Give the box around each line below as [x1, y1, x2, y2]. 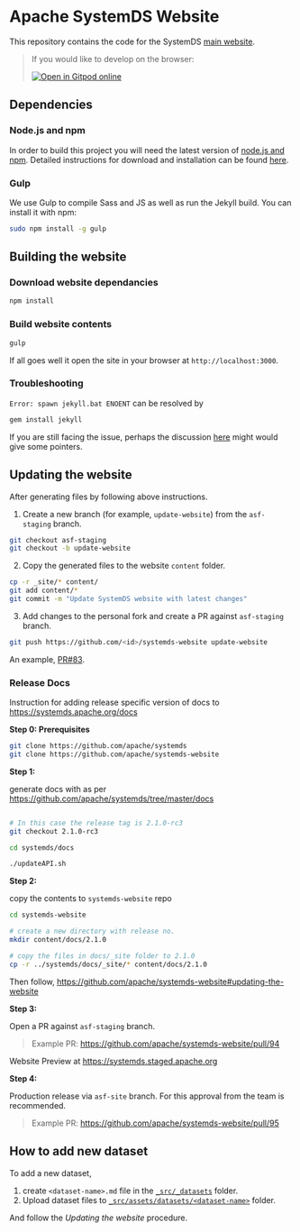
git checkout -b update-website [9, 543, 131, 553]
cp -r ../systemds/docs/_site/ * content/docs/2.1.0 [9, 960, 207, 969]
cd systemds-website [9, 910, 87, 920]
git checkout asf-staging [9, 535, 106, 544]
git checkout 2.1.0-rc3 [9, 826, 99, 835]
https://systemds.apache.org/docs [9, 707, 138, 717]
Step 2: [9, 876, 38, 887]
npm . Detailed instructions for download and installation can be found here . [9, 154, 289, 165]
